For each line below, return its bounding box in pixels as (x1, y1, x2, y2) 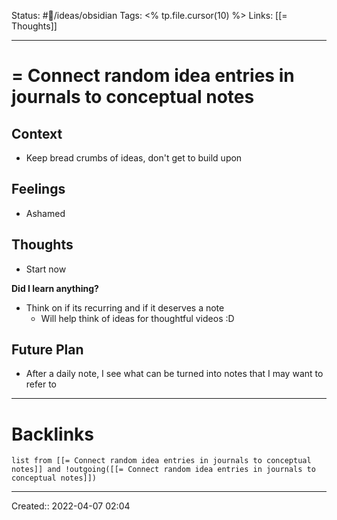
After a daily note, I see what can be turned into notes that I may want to (25, 368, 324, 380)
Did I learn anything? (11, 282, 99, 294)
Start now (25, 263, 67, 275)
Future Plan (11, 341, 84, 359)
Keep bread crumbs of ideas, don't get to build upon (25, 152, 243, 164)
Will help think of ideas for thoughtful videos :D (40, 312, 235, 324)
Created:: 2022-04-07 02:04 (11, 500, 131, 512)
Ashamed (25, 207, 66, 219)
